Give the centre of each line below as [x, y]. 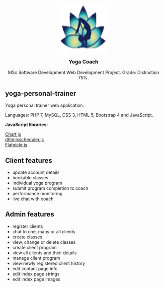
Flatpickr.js [16, 145]
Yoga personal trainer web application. [45, 105]
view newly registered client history [49, 263]
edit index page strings [36, 274]
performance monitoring [37, 193]
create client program [35, 247]
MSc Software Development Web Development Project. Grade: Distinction [83, 72]
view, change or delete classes [44, 242]
